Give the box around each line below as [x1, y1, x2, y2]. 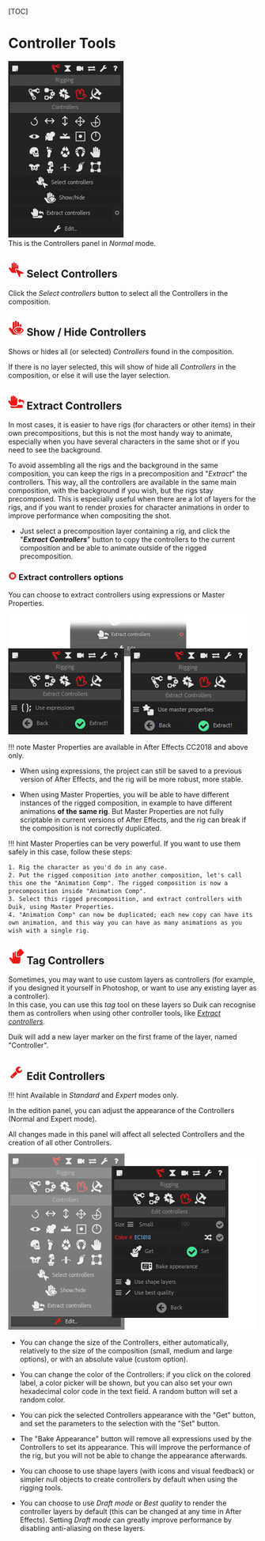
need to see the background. [8, 445, 103, 455]
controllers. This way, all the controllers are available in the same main [8, 478, 237, 487]
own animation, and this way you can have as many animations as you [8, 918, 243, 926]
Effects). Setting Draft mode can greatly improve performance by [19, 1515, 232, 1525]
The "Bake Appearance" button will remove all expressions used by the [19, 1434, 252, 1444]
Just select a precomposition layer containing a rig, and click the [19, 526, 231, 536]
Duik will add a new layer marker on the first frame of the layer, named [8, 1032, 237, 1042]
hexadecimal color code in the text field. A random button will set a [19, 1387, 238, 1396]
